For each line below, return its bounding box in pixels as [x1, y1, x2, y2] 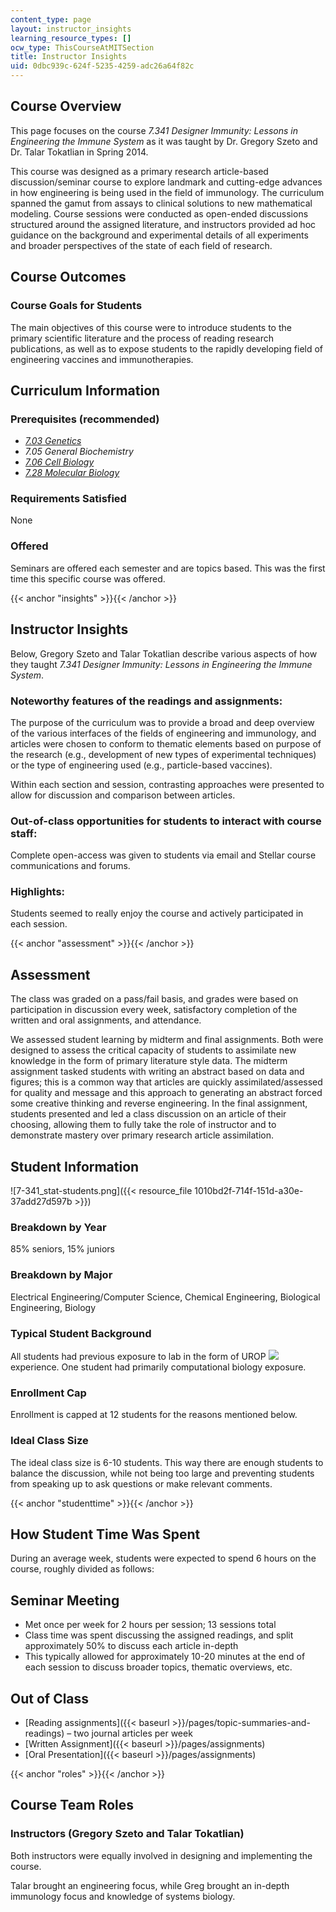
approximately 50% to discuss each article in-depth [24, 1640, 239, 1652]
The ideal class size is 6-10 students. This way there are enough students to [10, 1456, 324, 1468]
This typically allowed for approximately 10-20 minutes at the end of [24, 1651, 306, 1663]
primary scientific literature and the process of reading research [10, 332, 275, 344]
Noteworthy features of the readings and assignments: [10, 694, 283, 708]
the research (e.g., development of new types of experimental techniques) [10, 748, 317, 760]
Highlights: [10, 885, 66, 899]
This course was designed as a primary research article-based [10, 165, 269, 177]
